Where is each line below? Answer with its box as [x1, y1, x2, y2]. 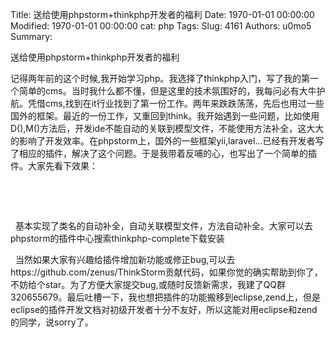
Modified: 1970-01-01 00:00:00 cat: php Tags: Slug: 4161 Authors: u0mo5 [10, 20, 312, 32]
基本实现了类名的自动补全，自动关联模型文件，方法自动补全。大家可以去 [14, 220, 313, 232]
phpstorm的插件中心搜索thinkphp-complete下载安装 [10, 233, 225, 244]
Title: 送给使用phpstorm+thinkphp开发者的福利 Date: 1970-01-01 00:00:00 [10, 9, 315, 20]
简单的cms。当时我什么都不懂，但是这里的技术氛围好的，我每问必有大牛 [18, 85, 317, 97]
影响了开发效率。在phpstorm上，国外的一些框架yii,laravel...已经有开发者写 [18, 135, 325, 147]
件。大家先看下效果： [10, 160, 98, 172]
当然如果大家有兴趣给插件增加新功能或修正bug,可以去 [14, 254, 236, 265]
